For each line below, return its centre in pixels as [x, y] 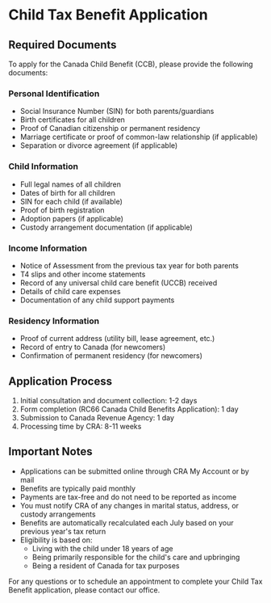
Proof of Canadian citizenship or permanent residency [110, 129]
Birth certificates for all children [72, 120]
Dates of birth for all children [67, 192]
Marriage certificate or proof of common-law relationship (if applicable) [139, 137]
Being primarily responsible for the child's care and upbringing [136, 557]
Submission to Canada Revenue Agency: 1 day [97, 417]
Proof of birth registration [62, 210]
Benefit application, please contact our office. [84, 590]
